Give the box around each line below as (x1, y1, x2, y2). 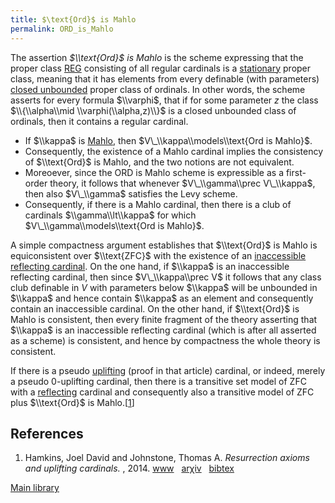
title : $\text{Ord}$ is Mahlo (10, 14, 137, 25)
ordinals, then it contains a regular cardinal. (10, 115, 189, 127)
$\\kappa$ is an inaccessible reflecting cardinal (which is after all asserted (10, 324, 317, 336)
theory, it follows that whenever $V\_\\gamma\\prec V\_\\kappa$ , (49, 177, 316, 189)
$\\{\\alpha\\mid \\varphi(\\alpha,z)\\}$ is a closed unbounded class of (10, 104, 297, 116)
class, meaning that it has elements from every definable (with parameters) (10, 72, 320, 85)
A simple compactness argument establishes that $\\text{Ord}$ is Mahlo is (10, 239, 318, 251)
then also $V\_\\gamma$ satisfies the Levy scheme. (24, 187, 238, 200)
